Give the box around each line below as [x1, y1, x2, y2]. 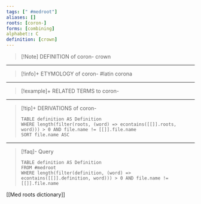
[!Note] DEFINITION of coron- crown [20, 53, 111, 60]
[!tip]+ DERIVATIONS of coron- [20, 105, 97, 111]
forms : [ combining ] [6, 25, 55, 32]
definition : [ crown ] [6, 36, 58, 42]
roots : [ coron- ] [6, 20, 47, 26]
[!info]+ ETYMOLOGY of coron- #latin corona [20, 70, 133, 77]
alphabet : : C [6, 31, 39, 37]
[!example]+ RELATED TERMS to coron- [20, 87, 120, 95]
